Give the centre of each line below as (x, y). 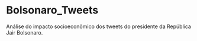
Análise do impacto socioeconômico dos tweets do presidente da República (98, 26)
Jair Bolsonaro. (25, 32)
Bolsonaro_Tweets (52, 10)
